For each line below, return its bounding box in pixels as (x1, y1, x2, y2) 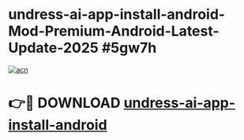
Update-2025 (8, 39, 99, 57)
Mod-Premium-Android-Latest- (8, 22, 220, 40)
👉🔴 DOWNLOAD (8, 94, 121, 112)
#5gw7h (101, 39, 157, 57)
